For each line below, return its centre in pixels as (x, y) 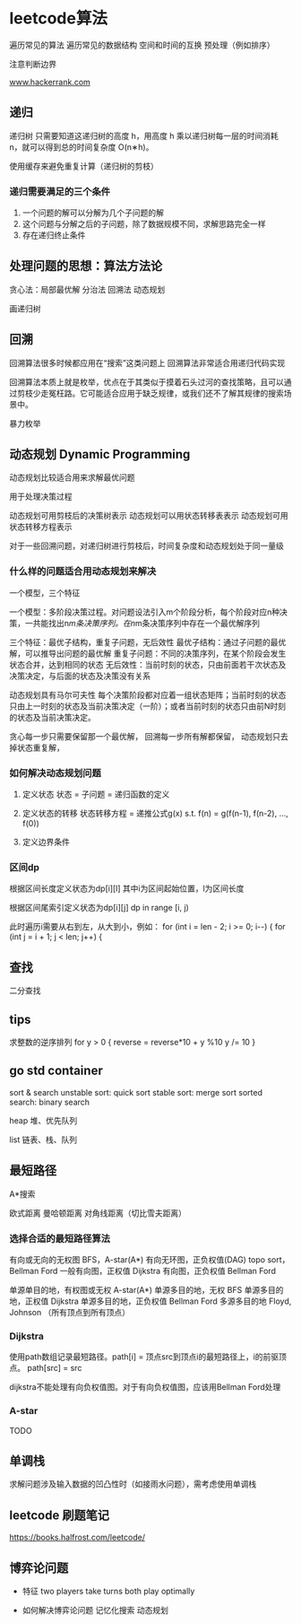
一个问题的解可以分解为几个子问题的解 (93, 213)
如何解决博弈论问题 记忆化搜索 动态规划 (95, 1610)
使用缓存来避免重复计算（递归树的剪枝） (84, 166)
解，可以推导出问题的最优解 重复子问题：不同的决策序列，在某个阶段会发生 (148, 653)
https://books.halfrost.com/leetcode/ (77, 1537)
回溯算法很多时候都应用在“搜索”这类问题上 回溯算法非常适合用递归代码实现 (147, 362)
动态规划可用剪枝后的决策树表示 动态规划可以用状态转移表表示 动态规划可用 (149, 516)
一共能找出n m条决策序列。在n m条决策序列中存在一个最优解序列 (142, 623)
